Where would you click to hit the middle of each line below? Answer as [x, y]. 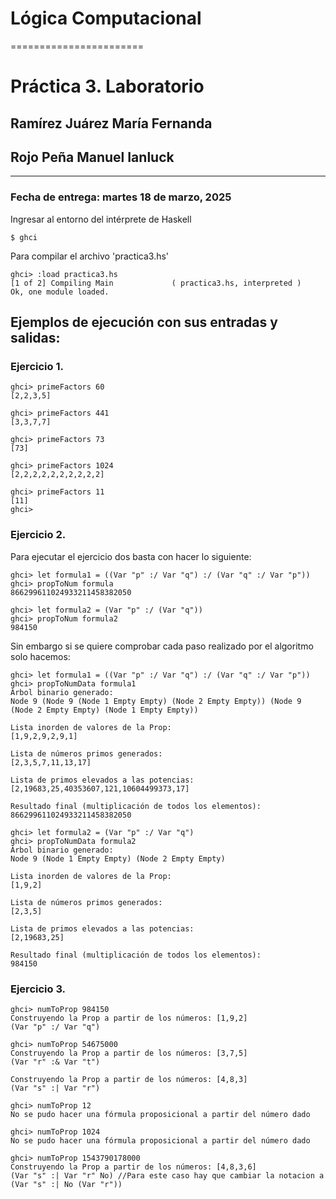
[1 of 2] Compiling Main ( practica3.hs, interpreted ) [156, 283]
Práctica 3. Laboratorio [107, 86]
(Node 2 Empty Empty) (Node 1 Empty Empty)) [104, 710]
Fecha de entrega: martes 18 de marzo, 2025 [121, 197]
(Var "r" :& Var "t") [55, 1062]
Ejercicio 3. [38, 989]
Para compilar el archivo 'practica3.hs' [90, 256]
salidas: [35, 338]
